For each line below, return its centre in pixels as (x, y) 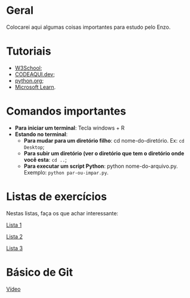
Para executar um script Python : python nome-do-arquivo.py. (101, 166)
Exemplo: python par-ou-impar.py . (66, 172)
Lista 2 (14, 236)
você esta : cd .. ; (45, 159)
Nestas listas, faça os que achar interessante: (62, 213)
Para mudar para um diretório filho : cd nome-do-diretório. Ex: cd (104, 140)
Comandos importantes (66, 111)
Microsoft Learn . (35, 87)
